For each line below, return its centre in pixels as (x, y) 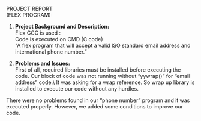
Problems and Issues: (42, 63)
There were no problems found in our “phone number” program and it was (98, 100)
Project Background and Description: (62, 27)
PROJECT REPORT (29, 9)
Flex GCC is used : (38, 33)
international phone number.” (51, 52)
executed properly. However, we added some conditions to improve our (94, 106)
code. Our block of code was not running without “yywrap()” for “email (102, 76)
